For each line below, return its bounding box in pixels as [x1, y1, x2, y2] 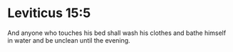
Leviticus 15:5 [7, 5, 91, 21]
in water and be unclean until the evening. [7, 36, 130, 44]
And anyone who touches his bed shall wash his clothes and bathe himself [7, 28, 227, 37]
